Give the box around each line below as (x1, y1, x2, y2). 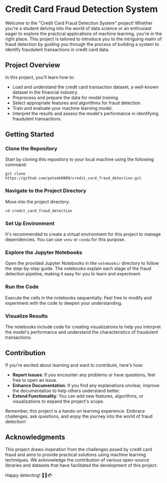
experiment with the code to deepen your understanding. (5, 300, 123, 306)
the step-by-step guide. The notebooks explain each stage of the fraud (5, 265, 152, 271)
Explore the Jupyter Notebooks (5, 248, 83, 255)
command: (5, 162, 27, 168)
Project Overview (5, 61, 60, 69)
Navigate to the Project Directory (5, 187, 86, 194)
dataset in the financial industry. (12, 89, 79, 95)
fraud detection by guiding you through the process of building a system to (5, 41, 160, 47)
